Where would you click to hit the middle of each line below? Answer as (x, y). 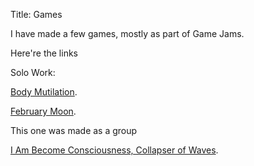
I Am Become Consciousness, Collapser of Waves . (114, 150)
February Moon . (43, 111)
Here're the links (44, 53)
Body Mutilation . (44, 92)
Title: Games (36, 14)
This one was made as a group (74, 130)
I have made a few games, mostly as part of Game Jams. (127, 33)
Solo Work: (33, 72)
